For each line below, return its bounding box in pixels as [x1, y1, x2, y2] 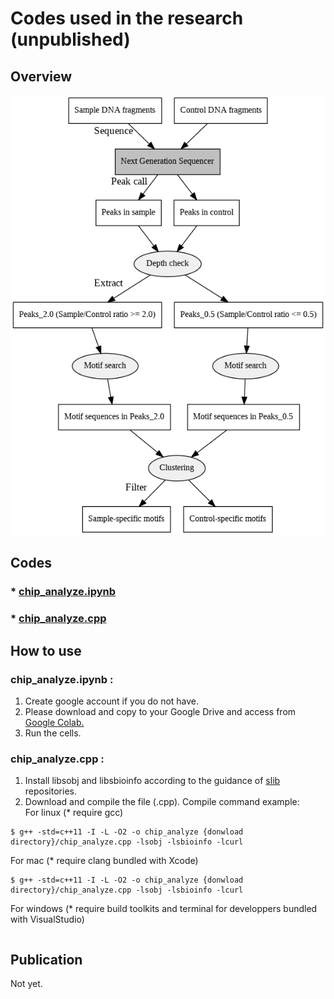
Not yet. [10, 978, 43, 990]
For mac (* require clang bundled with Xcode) [10, 855, 199, 867]
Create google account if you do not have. [24, 695, 200, 707]
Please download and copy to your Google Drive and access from [24, 705, 297, 717]
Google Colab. [24, 716, 85, 728]
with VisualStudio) [10, 913, 85, 926]
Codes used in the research [10, 7, 244, 30]
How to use [10, 642, 82, 659]
